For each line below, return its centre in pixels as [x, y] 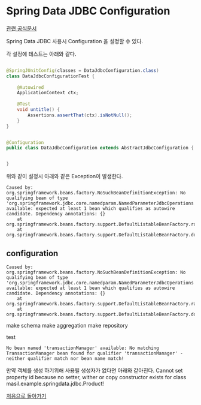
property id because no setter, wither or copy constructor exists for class [96, 377]
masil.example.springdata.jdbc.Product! [55, 383]
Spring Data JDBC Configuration [88, 11]
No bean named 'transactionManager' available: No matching [83, 348]
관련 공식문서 [22, 28]
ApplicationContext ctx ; [48, 93]
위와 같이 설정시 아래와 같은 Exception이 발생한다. [65, 176]
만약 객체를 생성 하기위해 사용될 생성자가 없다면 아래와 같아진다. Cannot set [95, 370]
